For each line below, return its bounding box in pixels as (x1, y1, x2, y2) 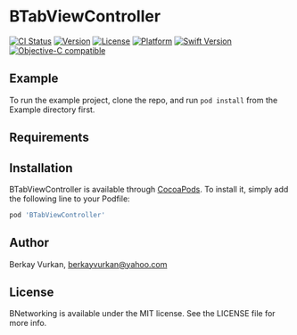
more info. (9, 318, 47, 329)
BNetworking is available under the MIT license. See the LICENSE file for (9, 308, 276, 319)
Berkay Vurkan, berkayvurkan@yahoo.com (9, 258, 168, 269)
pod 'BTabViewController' (9, 210, 105, 219)
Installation (9, 160, 73, 176)
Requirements (9, 130, 89, 145)
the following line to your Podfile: (9, 193, 131, 204)
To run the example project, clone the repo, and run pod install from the (9, 94, 278, 105)
